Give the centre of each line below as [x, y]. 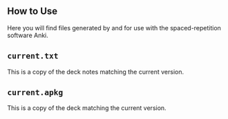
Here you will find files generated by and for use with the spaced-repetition [114, 28]
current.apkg [35, 93]
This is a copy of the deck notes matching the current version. [96, 72]
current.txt [33, 56]
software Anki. [28, 35]
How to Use [32, 11]
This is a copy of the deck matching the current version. [87, 108]
